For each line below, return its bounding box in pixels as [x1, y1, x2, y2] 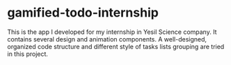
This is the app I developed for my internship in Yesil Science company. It [7, 28, 217, 36]
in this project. [7, 50, 49, 58]
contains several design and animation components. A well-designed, [7, 35, 207, 43]
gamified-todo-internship [7, 5, 159, 21]
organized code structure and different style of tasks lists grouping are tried [7, 42, 225, 50]
